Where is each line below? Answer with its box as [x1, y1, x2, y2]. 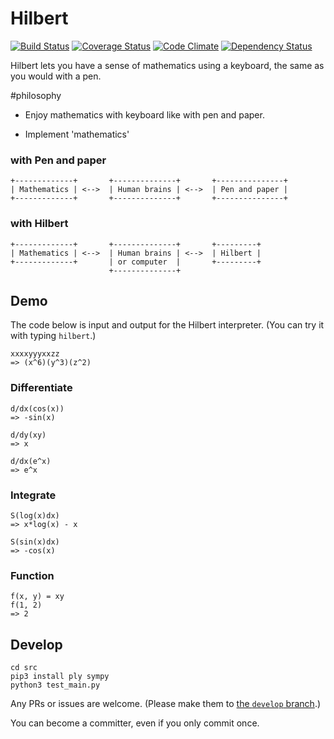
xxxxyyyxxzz [10, 349, 60, 359]
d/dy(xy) [10, 430, 47, 440]
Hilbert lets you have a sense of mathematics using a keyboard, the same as [10, 59, 325, 71]
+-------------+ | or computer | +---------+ [10, 257, 262, 267]
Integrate [10, 488, 57, 502]
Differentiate [10, 381, 73, 395]
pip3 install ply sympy [10, 672, 110, 682]
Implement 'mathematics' [24, 128, 130, 140]
